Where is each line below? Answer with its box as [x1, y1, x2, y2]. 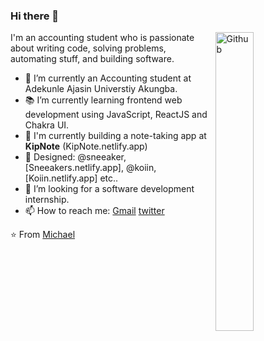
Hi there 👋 [10, 9, 60, 23]
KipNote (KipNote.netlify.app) [24, 140, 148, 153]
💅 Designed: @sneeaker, [24, 151, 127, 163]
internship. [24, 194, 70, 206]
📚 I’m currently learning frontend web [24, 94, 183, 106]
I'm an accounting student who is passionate [10, 32, 195, 44]
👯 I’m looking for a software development [24, 183, 195, 195]
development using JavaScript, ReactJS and [24, 109, 208, 121]
